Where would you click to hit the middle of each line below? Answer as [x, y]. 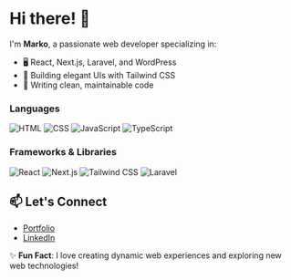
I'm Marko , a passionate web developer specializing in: [113, 44]
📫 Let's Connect [58, 201]
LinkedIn [39, 238]
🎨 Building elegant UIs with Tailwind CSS [99, 75]
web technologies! [44, 266]
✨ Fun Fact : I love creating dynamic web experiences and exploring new [146, 255]
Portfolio [39, 228]
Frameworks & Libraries [63, 152]
